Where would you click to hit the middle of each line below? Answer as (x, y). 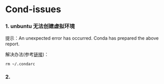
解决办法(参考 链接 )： (27, 54)
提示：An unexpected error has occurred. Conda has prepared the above (82, 38)
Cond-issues (33, 9)
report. (12, 44)
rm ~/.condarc (20, 64)
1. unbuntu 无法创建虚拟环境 (40, 26)
